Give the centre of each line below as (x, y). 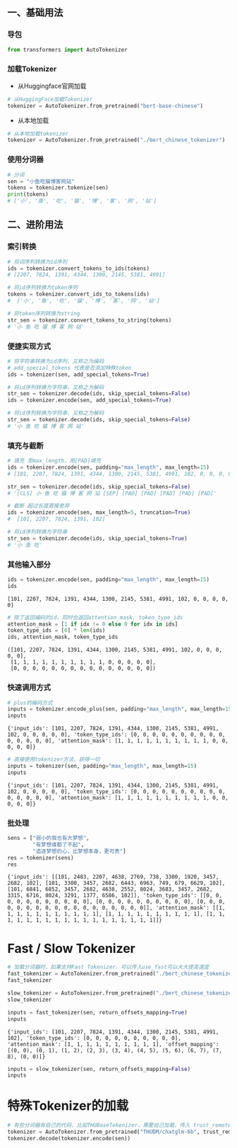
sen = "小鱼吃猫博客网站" (41, 181)
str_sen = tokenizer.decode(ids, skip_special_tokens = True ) (98, 538)
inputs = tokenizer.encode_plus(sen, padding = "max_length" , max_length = (116, 709)
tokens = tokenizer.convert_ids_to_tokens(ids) (79, 294)
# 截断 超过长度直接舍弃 (38, 506)
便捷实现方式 (29, 346)
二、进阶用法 (35, 225)
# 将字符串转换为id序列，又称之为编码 (56, 361)
